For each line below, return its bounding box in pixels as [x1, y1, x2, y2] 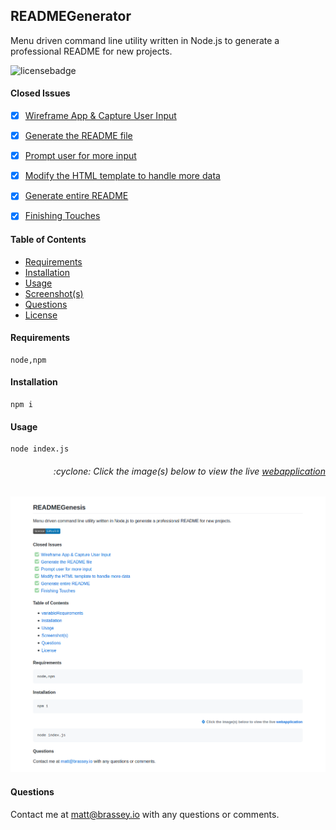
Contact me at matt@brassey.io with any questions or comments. [10, 808, 280, 820]
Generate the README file [24, 130, 133, 142]
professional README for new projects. [10, 45, 173, 57]
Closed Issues [10, 87, 71, 99]
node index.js [10, 444, 70, 454]
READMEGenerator [10, 8, 132, 25]
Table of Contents [10, 233, 87, 245]
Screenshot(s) [24, 287, 84, 299]
